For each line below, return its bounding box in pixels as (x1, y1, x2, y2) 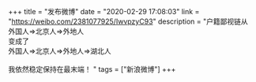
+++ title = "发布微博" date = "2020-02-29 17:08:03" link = (8, 7, 200, 16)
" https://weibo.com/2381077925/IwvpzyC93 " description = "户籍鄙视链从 (8, 17, 249, 26)
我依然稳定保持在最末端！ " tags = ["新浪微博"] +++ (8, 65, 176, 73)
